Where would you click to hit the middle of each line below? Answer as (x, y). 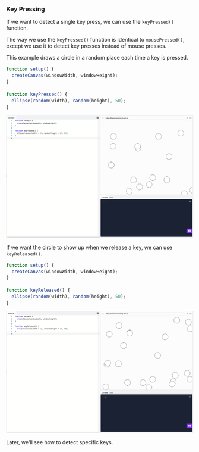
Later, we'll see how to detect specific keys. (60, 442)
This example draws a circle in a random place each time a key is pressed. (97, 58)
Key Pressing (26, 9)
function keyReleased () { (38, 291)
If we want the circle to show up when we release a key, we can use (89, 247)
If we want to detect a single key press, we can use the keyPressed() (90, 22)
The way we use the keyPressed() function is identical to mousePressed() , (95, 40)
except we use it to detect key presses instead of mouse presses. (86, 46)
